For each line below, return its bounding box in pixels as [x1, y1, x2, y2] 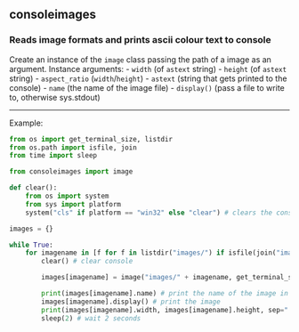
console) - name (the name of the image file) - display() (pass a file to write [9, 82, 285, 93]
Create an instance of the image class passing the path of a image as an [9, 53, 271, 65]
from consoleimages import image [9, 167, 133, 176]
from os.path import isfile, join [9, 142, 138, 152]
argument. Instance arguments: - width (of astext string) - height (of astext [9, 63, 287, 74]
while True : [9, 240, 53, 249]
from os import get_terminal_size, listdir [9, 134, 174, 143]
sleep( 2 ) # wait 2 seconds [41, 313, 141, 323]
